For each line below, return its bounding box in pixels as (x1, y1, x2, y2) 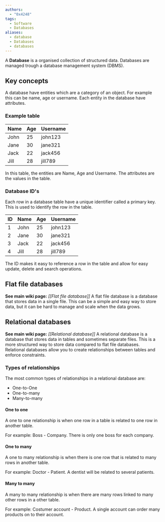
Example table (5, 113, 40, 120)
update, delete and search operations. (5, 266, 83, 272)
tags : (5, 16, 16, 21)
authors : (5, 7, 23, 12)
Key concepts (5, 77, 48, 85)
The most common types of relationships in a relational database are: (5, 375, 146, 381)
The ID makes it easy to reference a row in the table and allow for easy (5, 261, 149, 267)
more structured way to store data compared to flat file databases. (5, 341, 140, 347)
